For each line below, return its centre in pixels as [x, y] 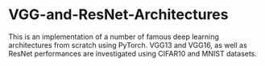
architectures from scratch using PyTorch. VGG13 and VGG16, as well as [128, 45]
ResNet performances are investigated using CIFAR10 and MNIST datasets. [133, 53]
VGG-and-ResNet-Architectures [118, 15]
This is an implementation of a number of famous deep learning [114, 37]
